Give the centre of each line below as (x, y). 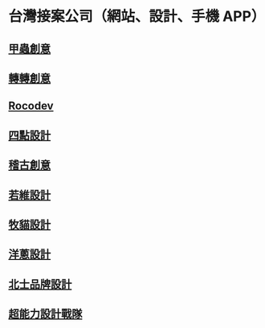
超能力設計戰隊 (45, 314)
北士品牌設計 (40, 284)
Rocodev (31, 106)
